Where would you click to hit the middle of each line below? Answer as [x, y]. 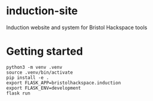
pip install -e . [28, 78]
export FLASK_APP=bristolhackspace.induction [63, 83]
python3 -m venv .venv [34, 67]
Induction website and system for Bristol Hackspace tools [77, 27]
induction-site [42, 11]
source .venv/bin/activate [40, 72]
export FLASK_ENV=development [44, 88]
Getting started [45, 51]
